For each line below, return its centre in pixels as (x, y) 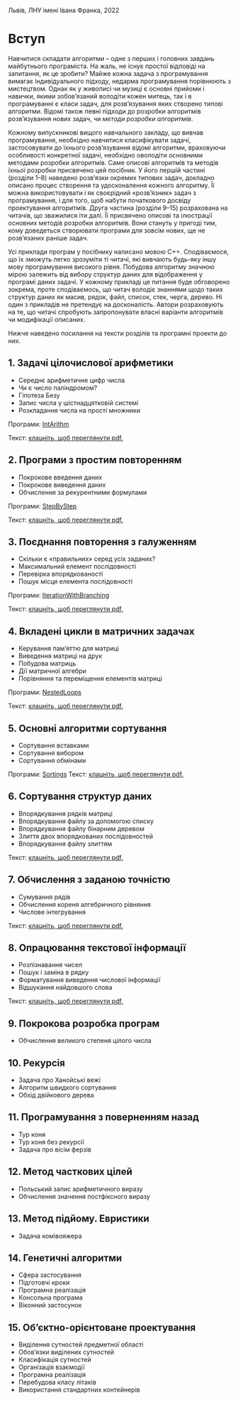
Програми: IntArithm (39, 424)
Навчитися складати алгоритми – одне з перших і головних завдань (111, 58)
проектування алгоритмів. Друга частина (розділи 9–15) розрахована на (118, 208)
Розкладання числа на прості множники (79, 410)
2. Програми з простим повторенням (95, 460)
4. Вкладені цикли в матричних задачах (101, 631)
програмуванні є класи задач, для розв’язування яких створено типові (116, 104)
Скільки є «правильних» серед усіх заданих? (87, 559)
